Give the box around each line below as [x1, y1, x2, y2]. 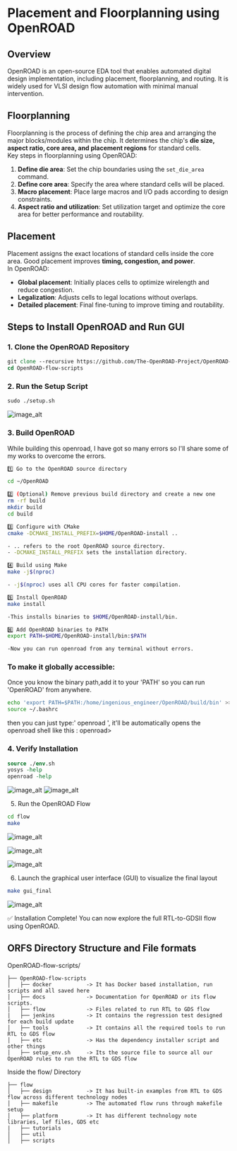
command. [17, 172, 49, 181]
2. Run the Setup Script [7, 381, 88, 391]
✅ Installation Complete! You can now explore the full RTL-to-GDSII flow [7, 913, 217, 922]
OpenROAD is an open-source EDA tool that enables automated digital [7, 67, 212, 75]
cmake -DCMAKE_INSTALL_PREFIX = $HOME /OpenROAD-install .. [7, 530, 178, 537]
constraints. [17, 194, 53, 203]
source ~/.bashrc [7, 706, 59, 713]
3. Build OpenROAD [7, 428, 75, 438]
